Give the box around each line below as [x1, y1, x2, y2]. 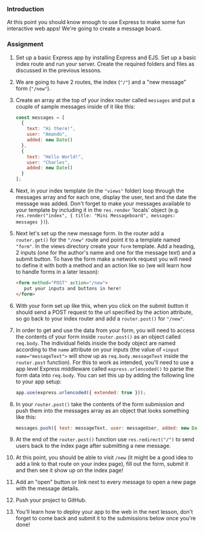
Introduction [7, 5, 44, 13]
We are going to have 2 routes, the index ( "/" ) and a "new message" [15, 78, 187, 86]
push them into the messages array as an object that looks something [15, 407, 190, 414]
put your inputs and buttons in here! [24, 286, 121, 292]
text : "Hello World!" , [27, 153, 84, 160]
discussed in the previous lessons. [15, 66, 102, 74]
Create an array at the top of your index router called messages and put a [15, 96, 195, 104]
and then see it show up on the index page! [15, 467, 123, 474]
